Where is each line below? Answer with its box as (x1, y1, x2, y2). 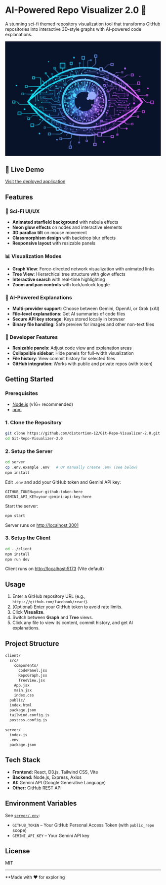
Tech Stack (5, 756, 41, 764)
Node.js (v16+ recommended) (12, 401, 73, 407)
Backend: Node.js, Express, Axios (12, 774, 82, 780)
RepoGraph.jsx (18, 673, 48, 678)
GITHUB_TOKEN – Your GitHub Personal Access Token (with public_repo (12, 822, 155, 828)
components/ (14, 663, 39, 668)
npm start (5, 513, 26, 518)
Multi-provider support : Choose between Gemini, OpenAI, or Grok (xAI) (12, 305, 160, 312)
